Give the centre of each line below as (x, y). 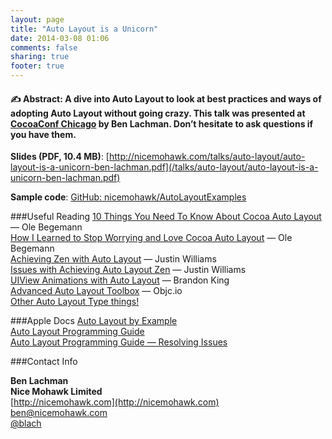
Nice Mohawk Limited (56, 392)
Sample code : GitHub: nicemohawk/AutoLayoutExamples (128, 197)
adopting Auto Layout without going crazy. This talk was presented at (158, 113)
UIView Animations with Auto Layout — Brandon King (120, 280)
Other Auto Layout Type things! (75, 302)
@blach (26, 423)
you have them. (43, 134)
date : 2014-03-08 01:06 (60, 38)
